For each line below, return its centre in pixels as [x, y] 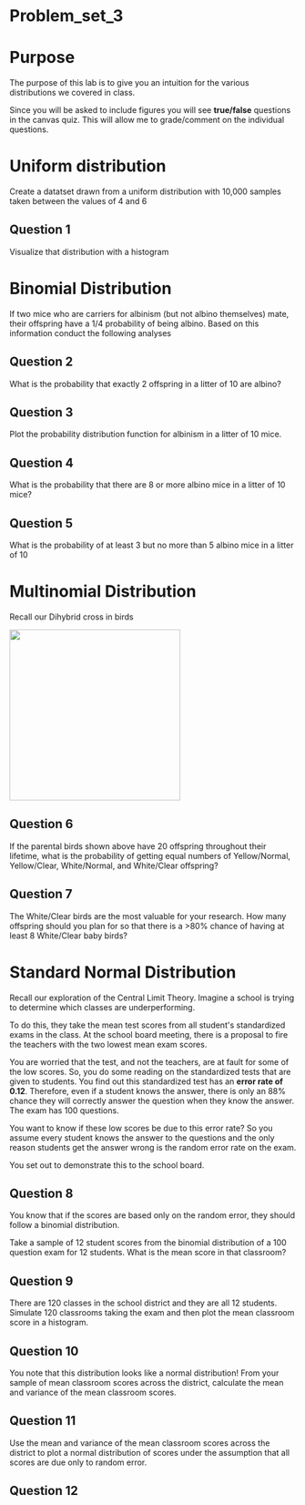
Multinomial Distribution [103, 592]
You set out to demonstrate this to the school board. [107, 1165]
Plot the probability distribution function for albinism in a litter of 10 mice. [146, 435]
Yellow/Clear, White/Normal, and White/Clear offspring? [114, 865]
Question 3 [41, 412]
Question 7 [41, 894]
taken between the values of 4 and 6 [78, 201]
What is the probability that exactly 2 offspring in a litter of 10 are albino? [146, 384]
